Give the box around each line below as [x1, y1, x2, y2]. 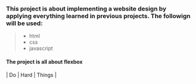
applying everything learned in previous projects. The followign [6, 12, 191, 20]
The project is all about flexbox [6, 58, 83, 65]
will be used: [6, 19, 43, 27]
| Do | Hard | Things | [6, 71, 57, 78]
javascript [29, 45, 53, 52]
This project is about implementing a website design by [6, 5, 167, 13]
